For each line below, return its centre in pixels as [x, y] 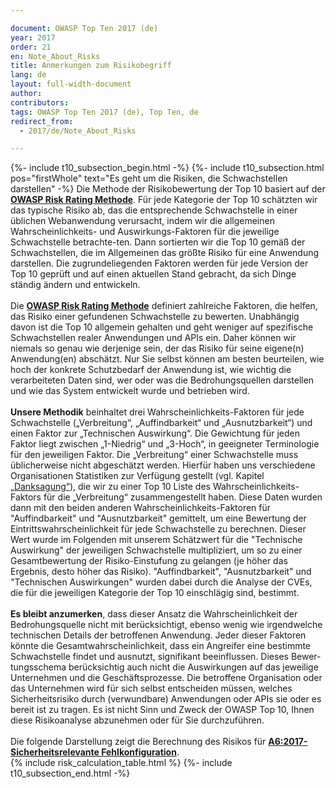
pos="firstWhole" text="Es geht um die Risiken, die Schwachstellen [149, 178]
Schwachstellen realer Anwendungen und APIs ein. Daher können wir [153, 338]
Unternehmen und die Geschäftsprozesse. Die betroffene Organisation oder [166, 678]
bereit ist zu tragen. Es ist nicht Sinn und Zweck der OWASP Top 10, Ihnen [162, 710]
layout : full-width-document [71, 84]
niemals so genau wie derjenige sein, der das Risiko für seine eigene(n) [157, 348]
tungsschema [38, 667]
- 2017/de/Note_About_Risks [78, 131]
